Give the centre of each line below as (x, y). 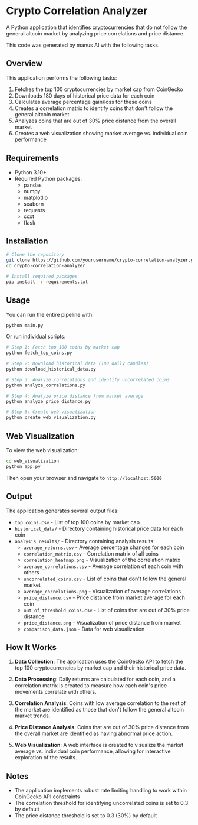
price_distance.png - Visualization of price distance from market (102, 622)
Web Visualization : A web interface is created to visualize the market (99, 745)
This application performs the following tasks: (62, 77)
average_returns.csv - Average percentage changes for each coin (104, 547)
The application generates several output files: (62, 511)
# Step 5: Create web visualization (51, 412)
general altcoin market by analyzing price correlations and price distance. (95, 33)
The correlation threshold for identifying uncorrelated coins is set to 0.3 (101, 803)
